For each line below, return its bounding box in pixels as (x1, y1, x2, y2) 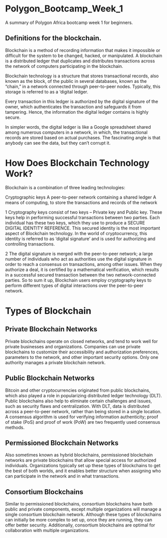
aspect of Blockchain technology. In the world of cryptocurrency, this (5, 230, 148, 236)
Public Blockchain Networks (5, 374, 95, 382)
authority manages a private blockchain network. (5, 359, 106, 365)
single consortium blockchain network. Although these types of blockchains (5, 512, 162, 518)
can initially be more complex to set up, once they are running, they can (5, 517, 153, 523)
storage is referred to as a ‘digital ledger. (5, 88, 89, 95)
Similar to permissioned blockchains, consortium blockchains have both (5, 501, 153, 507)
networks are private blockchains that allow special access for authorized (5, 457, 157, 463)
